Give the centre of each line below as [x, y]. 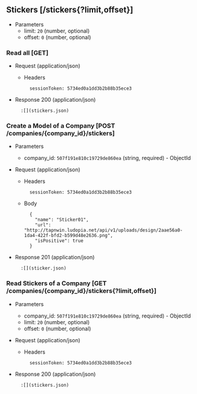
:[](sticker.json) [44, 268]
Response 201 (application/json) [55, 257]
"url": [43, 225]
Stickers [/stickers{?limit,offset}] [70, 10]
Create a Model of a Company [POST [61, 126]
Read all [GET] [27, 52]
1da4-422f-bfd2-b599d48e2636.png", [68, 236]
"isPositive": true [59, 241]
